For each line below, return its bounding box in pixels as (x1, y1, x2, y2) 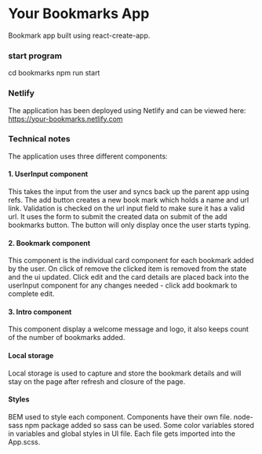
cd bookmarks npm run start (8, 68, 100, 78)
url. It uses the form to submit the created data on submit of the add (8, 212, 227, 222)
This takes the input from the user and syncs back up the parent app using (8, 187, 249, 196)
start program (8, 50, 63, 61)
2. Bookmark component (8, 238, 91, 247)
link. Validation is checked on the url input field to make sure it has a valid (8, 203, 246, 213)
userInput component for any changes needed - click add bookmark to (8, 280, 238, 291)
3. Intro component (8, 307, 72, 317)
